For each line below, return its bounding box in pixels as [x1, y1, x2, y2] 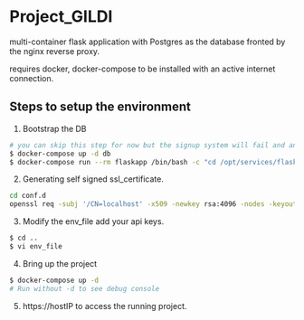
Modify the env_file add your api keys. [22, 216, 165, 227]
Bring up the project [22, 258, 98, 268]
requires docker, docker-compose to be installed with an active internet [9, 63, 276, 74]
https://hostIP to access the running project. [22, 300, 187, 311]
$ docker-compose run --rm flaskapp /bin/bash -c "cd [9, 157, 217, 166]
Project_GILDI [9, 6, 113, 27]
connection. [9, 72, 54, 83]
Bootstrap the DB [22, 123, 88, 134]
